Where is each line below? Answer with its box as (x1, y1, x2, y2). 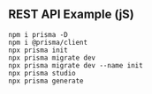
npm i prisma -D (8, 30, 68, 39)
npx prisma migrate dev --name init (8, 61, 143, 69)
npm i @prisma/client (8, 38, 88, 47)
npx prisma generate (8, 76, 85, 85)
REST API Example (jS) (8, 7, 134, 22)
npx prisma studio (8, 69, 76, 77)
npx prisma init (8, 46, 68, 54)
